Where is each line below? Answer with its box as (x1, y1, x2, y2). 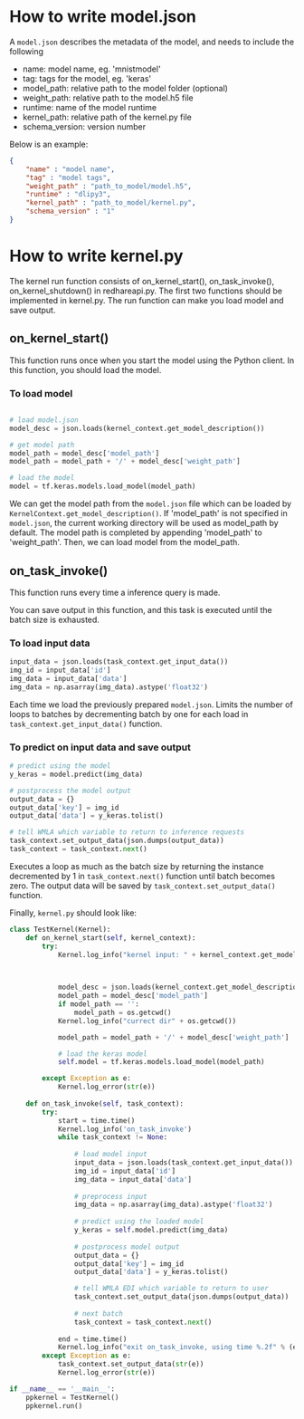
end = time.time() (57, 1334, 128, 1344)
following (9, 45, 43, 56)
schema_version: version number (22, 120, 147, 132)
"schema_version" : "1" (25, 206, 116, 216)
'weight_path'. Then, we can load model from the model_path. (9, 537, 240, 548)
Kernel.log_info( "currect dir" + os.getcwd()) (57, 1016, 237, 1025)
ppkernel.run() (25, 1401, 83, 1410)
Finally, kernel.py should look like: (9, 907, 138, 918)
